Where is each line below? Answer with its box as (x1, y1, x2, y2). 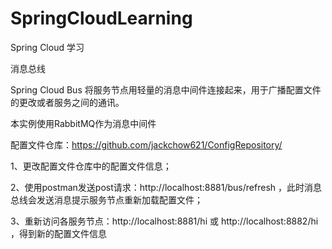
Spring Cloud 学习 (10, 41, 85, 53)
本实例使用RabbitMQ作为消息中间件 (10, 117, 157, 129)
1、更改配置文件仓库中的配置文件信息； (10, 160, 172, 172)
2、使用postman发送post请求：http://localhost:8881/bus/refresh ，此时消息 (10, 181, 322, 193)
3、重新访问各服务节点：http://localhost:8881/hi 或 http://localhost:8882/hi (10, 215, 319, 227)
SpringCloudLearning (10, 7, 193, 30)
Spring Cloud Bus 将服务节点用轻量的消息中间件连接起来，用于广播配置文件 (10, 83, 322, 96)
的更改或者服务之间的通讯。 (10, 96, 125, 108)
